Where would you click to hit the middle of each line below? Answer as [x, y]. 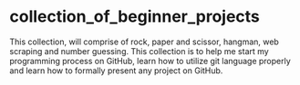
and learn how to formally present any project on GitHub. [116, 71]
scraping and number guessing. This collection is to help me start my [139, 51]
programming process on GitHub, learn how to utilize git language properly [150, 61]
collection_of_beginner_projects [134, 17]
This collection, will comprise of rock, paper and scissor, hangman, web [145, 42]
